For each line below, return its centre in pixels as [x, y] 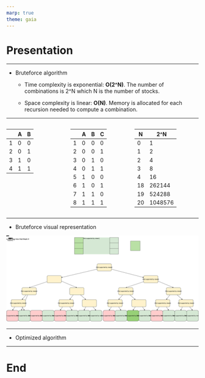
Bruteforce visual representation [56, 227]
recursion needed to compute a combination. [81, 109]
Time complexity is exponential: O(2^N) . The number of [94, 85]
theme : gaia [21, 19]
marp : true [20, 13]
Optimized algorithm [41, 337]
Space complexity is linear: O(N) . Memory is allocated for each [103, 103]
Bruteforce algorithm [41, 73]
